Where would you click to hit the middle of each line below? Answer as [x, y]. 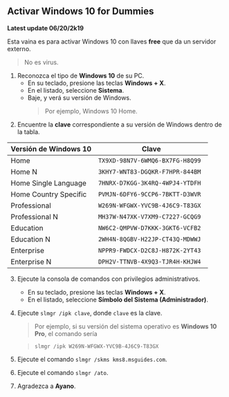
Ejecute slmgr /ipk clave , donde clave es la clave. [90, 313]
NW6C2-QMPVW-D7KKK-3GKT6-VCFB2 [149, 228]
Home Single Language [48, 183]
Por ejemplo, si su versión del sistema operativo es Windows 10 [126, 326]
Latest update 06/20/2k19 [46, 28]
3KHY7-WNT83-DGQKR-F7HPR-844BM [149, 172]
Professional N [35, 216]
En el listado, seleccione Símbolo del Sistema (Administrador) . [118, 299]
